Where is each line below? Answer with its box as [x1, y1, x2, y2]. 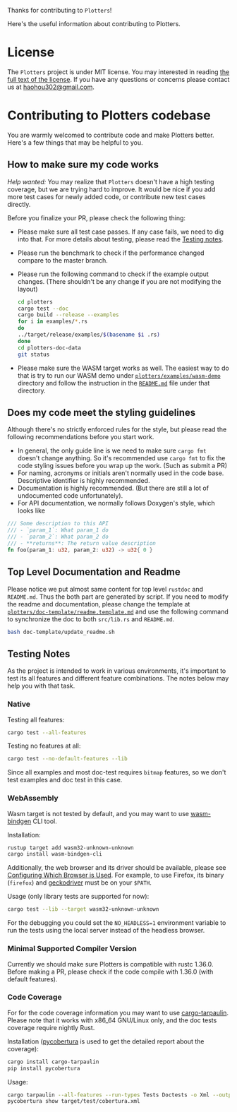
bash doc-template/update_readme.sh [7, 628, 115, 635]
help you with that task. [7, 681, 75, 690]
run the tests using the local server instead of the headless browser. [7, 926, 205, 935]
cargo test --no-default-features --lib [7, 755, 128, 763]
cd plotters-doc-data [17, 344, 81, 352]
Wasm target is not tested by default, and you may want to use [7, 809, 189, 818]
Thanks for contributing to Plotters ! [7, 6, 112, 14]
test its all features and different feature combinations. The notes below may [7, 674, 229, 683]
